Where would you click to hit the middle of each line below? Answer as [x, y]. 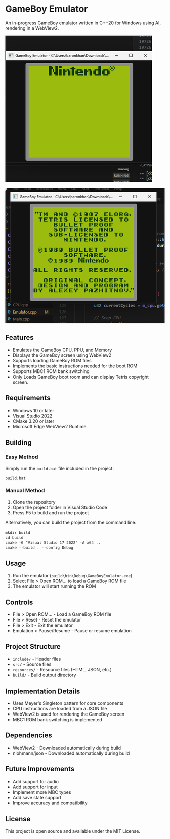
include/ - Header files [37, 659]
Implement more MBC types [42, 792]
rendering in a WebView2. [32, 28]
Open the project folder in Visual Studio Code [60, 507]
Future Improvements [40, 769]
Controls [19, 602]
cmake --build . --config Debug [39, 548]
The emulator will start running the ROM [54, 586]
